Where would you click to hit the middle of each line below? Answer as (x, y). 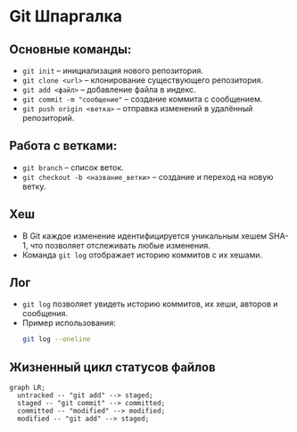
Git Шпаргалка (66, 16)
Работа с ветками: (63, 146)
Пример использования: (69, 323)
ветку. (34, 186)
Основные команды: (70, 49)
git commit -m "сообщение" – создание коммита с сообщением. (142, 99)
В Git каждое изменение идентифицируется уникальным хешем (144, 236)
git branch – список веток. (73, 167)
